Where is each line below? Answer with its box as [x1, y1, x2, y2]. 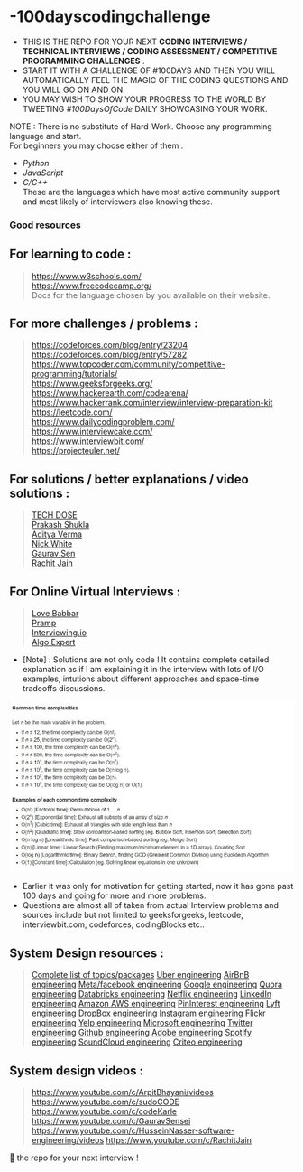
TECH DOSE [31, 510, 78, 520]
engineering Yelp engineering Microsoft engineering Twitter [31, 1017, 254, 1028]
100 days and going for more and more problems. [22, 890, 207, 901]
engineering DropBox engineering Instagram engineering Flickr [31, 1008, 266, 1018]
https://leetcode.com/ [31, 407, 113, 417]
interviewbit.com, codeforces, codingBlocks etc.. [22, 919, 206, 930]
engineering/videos [31, 1135, 105, 1146]
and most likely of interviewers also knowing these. [22, 196, 214, 207]
